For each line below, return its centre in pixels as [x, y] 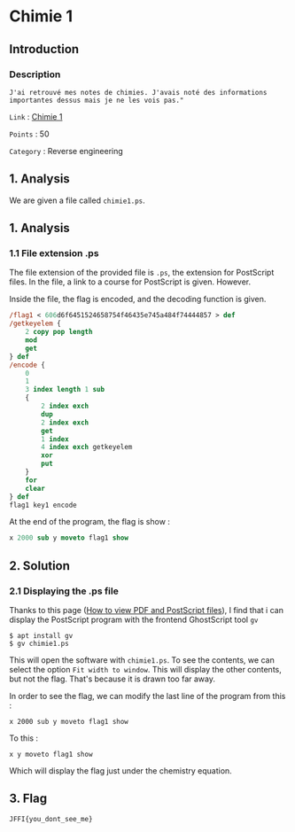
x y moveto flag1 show [51, 754]
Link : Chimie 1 [36, 116]
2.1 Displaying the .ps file [64, 591]
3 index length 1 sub [65, 390]
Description [35, 74]
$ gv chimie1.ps [39, 643]
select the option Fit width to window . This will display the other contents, [145, 669]
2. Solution [40, 566]
